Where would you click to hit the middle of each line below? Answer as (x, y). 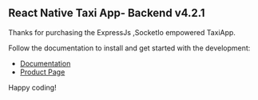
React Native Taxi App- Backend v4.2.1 (107, 13)
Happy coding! (33, 87)
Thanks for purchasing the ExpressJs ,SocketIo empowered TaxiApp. (122, 32)
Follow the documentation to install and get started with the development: (129, 48)
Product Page (42, 72)
